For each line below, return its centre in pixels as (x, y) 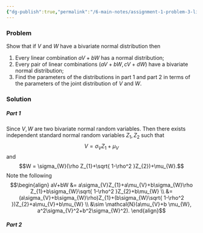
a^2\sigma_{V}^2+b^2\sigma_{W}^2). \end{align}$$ (101, 211)
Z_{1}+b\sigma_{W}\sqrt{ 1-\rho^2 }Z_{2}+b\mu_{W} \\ (97, 191)
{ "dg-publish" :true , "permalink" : (48, 12)
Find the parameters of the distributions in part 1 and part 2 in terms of (102, 77)
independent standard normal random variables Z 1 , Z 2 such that (85, 136)
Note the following (29, 176)
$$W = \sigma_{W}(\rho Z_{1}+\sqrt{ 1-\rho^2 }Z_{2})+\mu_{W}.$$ (101, 166)
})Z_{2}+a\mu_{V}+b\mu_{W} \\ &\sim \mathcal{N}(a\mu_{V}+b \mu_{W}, (101, 204)
